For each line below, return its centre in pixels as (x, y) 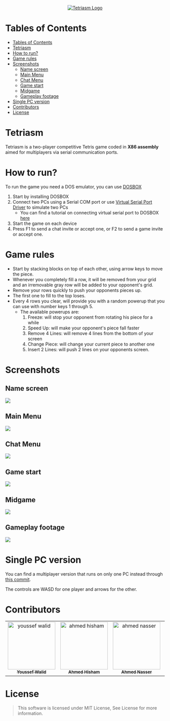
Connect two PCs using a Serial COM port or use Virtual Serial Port (82, 202)
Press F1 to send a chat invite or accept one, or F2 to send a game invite (88, 229)
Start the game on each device (45, 223)
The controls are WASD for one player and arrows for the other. (71, 589)
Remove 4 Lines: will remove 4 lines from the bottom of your (91, 333)
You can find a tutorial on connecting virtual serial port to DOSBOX (89, 212)
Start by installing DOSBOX (41, 196)
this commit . (18, 579)
